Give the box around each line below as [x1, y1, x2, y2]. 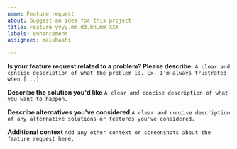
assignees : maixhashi [7, 37, 72, 44]
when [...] [7, 76, 40, 83]
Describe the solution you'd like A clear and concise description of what [7, 88, 228, 97]
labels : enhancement [7, 30, 69, 37]
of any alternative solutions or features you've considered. [7, 116, 195, 123]
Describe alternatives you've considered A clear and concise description [7, 108, 231, 117]
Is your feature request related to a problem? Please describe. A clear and [7, 62, 231, 71]
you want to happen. [7, 96, 69, 103]
